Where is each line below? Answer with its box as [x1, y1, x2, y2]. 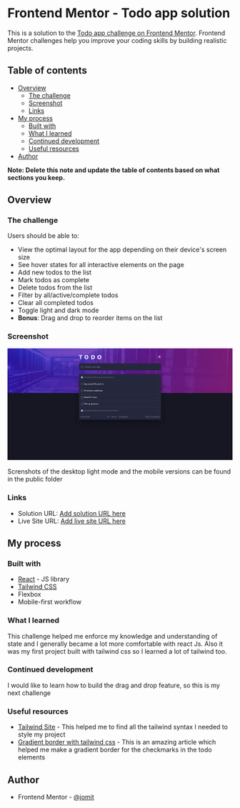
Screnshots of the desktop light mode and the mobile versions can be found [7, 467, 231, 476]
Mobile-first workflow [17, 598, 82, 607]
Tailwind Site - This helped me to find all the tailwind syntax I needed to [17, 723, 229, 732]
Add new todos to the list [17, 268, 91, 276]
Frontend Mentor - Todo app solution [7, 5, 231, 21]
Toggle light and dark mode [17, 306, 99, 315]
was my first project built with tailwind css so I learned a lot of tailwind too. [7, 647, 227, 655]
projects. [7, 44, 34, 52]
